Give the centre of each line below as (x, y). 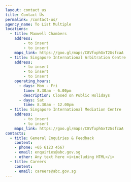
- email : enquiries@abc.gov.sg (47, 152)
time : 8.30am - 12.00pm (48, 105)
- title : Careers (28, 162)
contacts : (16, 133)
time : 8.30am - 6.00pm (47, 90)
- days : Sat (31, 100)
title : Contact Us (25, 15)
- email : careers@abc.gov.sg (45, 171)
